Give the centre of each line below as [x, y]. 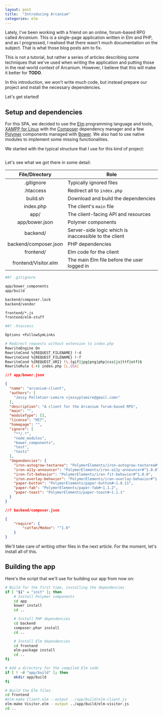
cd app [20, 601]
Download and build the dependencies [112, 198]
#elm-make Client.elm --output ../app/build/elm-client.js [66, 699]
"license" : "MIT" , [28, 420]
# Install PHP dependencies [42, 619]
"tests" [21, 452]
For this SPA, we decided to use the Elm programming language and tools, [79, 124]
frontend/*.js [19, 313]
